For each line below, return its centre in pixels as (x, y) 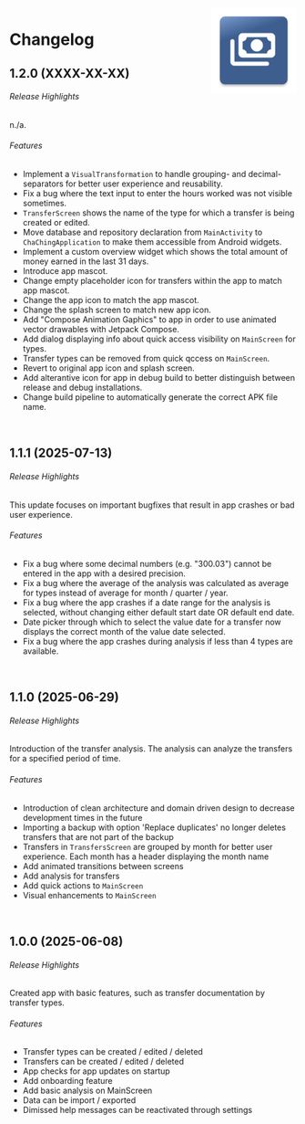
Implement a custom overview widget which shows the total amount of (155, 251)
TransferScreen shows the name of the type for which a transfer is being (158, 213)
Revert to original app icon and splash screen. (109, 368)
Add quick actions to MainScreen (83, 885)
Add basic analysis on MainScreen (87, 1091)
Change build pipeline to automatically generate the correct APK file (150, 397)
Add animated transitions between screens (103, 866)
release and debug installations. (82, 387)
